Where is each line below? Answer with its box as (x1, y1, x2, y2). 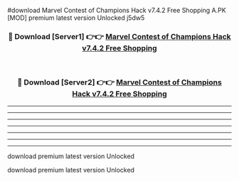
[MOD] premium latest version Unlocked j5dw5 (7, 13, 145, 22)
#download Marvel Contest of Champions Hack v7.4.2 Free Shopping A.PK (7, 6, 226, 14)
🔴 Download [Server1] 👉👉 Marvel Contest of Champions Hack (8, 31, 231, 41)
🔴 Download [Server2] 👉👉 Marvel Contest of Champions (17, 77, 222, 87)
